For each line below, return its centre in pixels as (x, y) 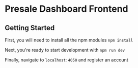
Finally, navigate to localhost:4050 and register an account (66, 60)
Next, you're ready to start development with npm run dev (65, 50)
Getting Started (30, 28)
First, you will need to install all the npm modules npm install (69, 40)
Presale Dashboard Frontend (66, 9)
